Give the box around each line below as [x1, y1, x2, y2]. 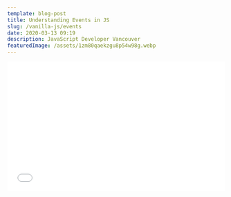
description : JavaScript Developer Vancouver [7, 36, 140, 43]
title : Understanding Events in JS [7, 17, 110, 24]
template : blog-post [7, 10, 67, 17]
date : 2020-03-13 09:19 [7, 29, 76, 37]
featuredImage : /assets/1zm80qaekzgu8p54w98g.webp [7, 42, 156, 49]
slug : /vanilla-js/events [7, 23, 82, 30]
